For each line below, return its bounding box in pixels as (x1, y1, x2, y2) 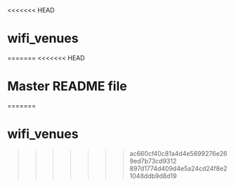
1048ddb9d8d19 (129, 171, 177, 180)
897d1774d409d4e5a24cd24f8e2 (129, 164, 228, 173)
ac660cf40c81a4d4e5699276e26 (129, 149, 228, 157)
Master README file (7, 79, 128, 94)
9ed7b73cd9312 (129, 157, 177, 165)
